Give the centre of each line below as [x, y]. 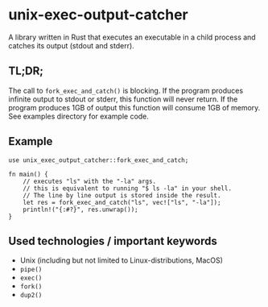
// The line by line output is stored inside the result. [122, 195]
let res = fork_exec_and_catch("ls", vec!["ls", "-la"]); [122, 202]
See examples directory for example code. [78, 116]
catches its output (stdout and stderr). [71, 45]
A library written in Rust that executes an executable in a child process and [132, 37]
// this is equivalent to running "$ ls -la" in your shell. [127, 188]
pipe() [31, 270]
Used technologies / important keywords [113, 241]
